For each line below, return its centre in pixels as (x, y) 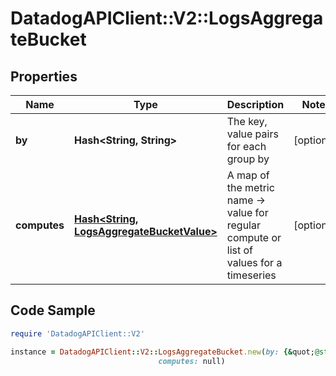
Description (255, 104)
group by (248, 159)
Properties (44, 76)
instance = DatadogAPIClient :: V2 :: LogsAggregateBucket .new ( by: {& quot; (162, 352)
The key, (247, 121)
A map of (248, 175)
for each (246, 146)
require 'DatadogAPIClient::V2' (77, 333)
